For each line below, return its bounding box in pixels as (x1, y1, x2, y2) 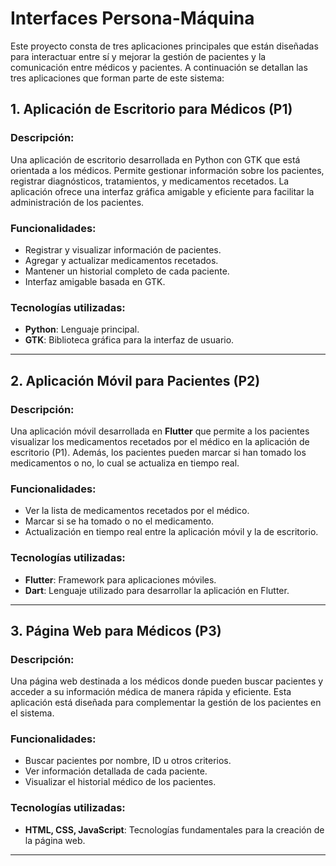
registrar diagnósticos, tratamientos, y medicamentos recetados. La (10, 175, 290, 187)
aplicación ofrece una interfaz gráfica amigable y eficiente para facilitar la (10, 185, 315, 197)
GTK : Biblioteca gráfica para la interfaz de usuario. (24, 334, 235, 346)
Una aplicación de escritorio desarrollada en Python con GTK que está (10, 153, 301, 166)
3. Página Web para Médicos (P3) (10, 622, 222, 639)
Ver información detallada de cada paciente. (24, 765, 208, 777)
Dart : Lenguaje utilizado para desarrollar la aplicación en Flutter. (24, 584, 290, 596)
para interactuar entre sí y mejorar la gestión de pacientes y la (10, 50, 267, 62)
